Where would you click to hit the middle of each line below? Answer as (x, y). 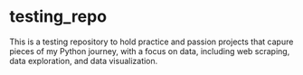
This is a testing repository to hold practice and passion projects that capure (151, 42)
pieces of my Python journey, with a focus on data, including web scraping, (150, 51)
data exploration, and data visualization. (84, 61)
